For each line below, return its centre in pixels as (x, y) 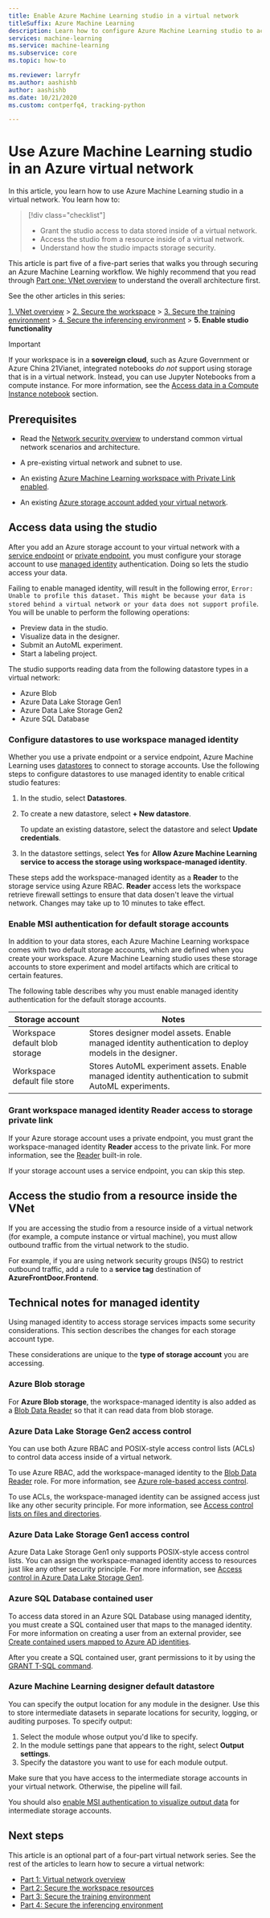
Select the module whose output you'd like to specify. (109, 1736)
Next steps (36, 1836)
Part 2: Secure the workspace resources (87, 1887)
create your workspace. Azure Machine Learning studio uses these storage (133, 959)
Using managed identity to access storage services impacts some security (132, 1322)
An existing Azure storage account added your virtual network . (124, 502)
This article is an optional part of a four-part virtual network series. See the (132, 1855)
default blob (35, 1043)
